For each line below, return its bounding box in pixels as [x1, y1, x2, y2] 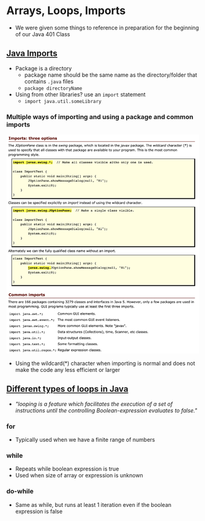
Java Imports [6, 48, 58, 59]
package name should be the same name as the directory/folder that [24, 71, 198, 79]
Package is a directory [15, 64, 72, 72]
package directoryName [24, 85, 83, 91]
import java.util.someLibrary [24, 98, 102, 104]
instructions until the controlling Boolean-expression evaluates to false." [15, 406, 198, 414]
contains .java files [24, 77, 74, 85]
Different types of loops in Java [6, 384, 129, 395]
